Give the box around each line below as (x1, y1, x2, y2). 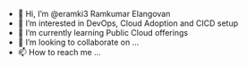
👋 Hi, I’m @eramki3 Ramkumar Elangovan (17, 9, 171, 19)
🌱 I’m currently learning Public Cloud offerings (17, 28, 189, 37)
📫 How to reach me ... (17, 47, 101, 57)
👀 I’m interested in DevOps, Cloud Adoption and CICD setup (17, 18, 239, 29)
